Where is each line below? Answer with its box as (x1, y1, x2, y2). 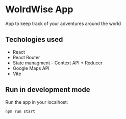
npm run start (5, 109, 36, 114)
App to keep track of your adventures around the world (5, 20, 121, 27)
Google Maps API (12, 65, 49, 71)
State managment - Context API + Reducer (12, 60, 103, 66)
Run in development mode (5, 85, 90, 94)
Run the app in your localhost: (5, 99, 68, 105)
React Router (12, 54, 40, 60)
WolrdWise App (5, 4, 73, 15)
